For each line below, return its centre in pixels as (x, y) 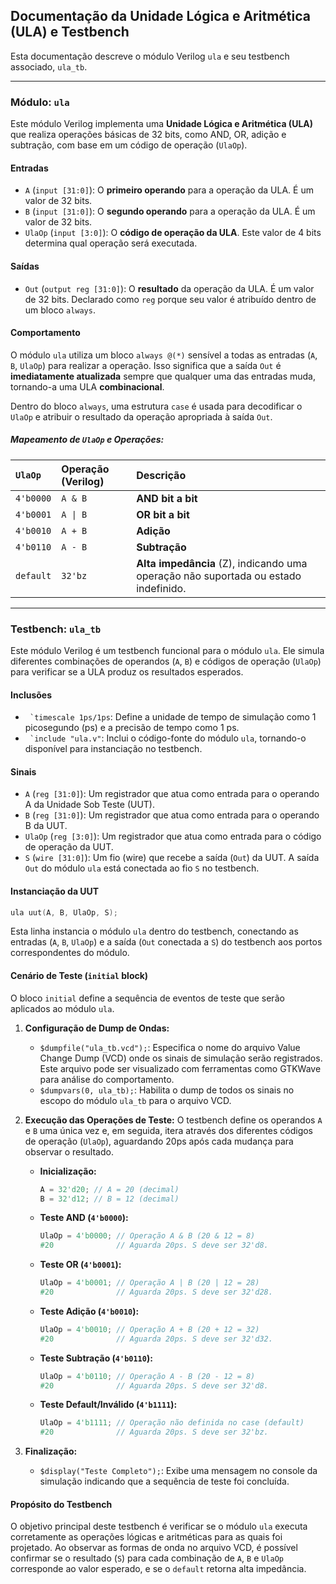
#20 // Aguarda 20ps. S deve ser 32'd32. (156, 1339)
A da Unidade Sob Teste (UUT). (89, 805)
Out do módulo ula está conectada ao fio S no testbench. (142, 868)
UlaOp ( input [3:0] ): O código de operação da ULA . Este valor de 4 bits (173, 233)
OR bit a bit (163, 514)
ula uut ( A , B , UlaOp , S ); (64, 912)
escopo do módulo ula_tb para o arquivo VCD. (135, 1100)
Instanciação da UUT (55, 891)
